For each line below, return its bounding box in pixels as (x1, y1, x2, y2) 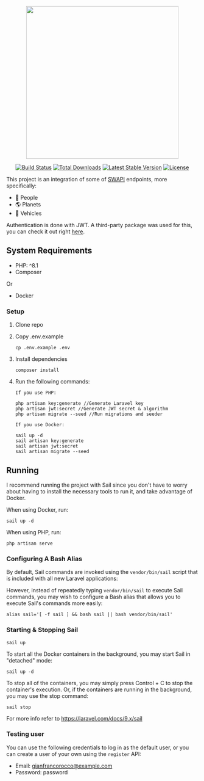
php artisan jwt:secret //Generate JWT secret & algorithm (15, 406, 169, 412)
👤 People (15, 194, 38, 201)
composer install (15, 367, 60, 374)
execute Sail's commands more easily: (6, 600, 103, 607)
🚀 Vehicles (15, 209, 42, 217)
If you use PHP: (15, 390, 57, 396)
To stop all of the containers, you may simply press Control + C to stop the (6, 679, 193, 686)
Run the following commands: (15, 378, 90, 385)
